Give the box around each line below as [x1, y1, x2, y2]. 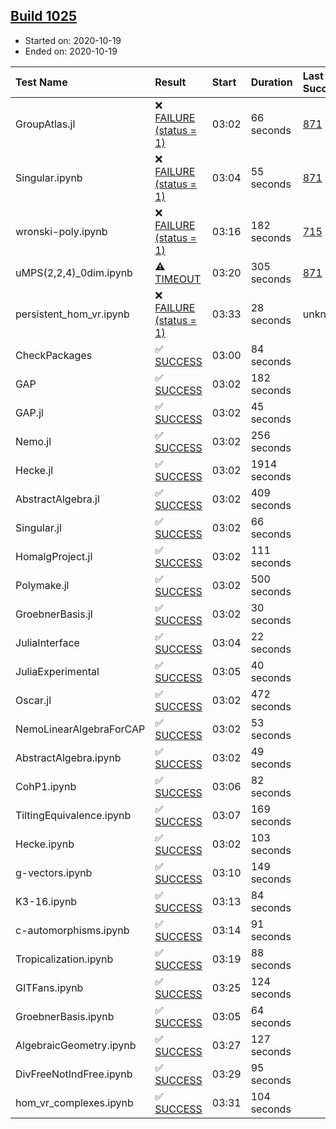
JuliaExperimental [15, 664, 100, 678]
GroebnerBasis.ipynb [15, 1009, 115, 1023]
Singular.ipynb [15, 170, 83, 184]
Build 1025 [10, 8, 78, 25]
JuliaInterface [15, 635, 80, 649]
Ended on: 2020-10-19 [24, 45, 118, 57]
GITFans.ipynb [15, 980, 84, 994]
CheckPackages [15, 348, 93, 362]
